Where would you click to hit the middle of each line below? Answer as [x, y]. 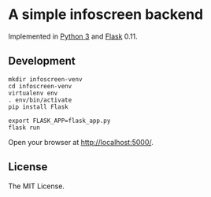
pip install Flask [38, 107]
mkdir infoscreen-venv [45, 79]
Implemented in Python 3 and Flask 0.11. [73, 36]
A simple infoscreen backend [105, 15]
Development [42, 61]
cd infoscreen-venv [40, 86]
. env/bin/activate [40, 100]
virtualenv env [33, 93]
